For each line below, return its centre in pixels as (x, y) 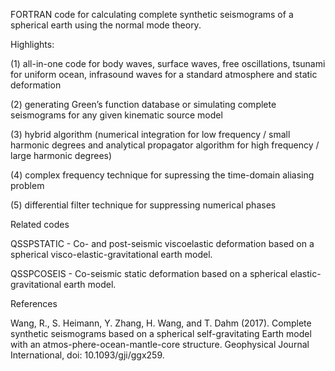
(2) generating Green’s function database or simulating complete (143, 104)
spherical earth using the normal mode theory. (106, 25)
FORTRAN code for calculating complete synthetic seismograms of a (152, 14)
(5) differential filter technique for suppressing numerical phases (143, 205)
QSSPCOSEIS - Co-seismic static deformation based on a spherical (149, 273)
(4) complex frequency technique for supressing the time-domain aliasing (162, 175)
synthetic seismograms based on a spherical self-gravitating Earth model (161, 333)
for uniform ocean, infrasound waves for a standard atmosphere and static (164, 74)
